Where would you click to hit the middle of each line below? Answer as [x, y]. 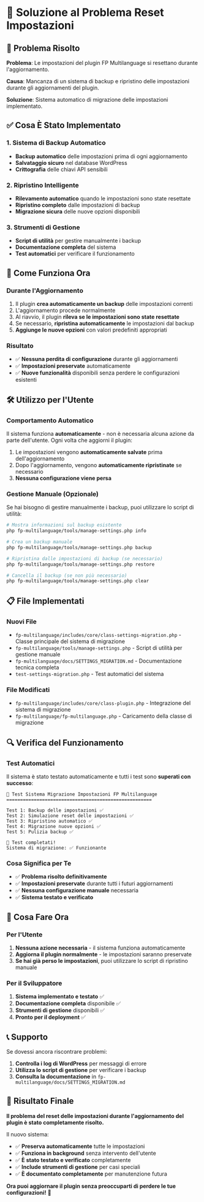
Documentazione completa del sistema [66, 247]
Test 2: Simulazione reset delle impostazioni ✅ [70, 816]
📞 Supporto [27, 1037]
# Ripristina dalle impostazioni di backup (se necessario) [85, 558]
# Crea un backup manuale [39, 542]
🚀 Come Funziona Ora [48, 273]
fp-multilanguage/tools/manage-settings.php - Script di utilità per [99, 648]
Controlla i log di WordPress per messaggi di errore [81, 1063]
